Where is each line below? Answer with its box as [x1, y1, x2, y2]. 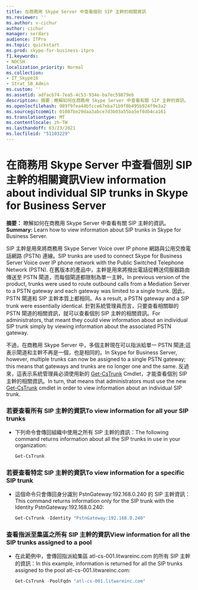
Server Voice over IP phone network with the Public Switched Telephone [6, 259, 184, 266]
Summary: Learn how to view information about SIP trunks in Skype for [6, 226, 181, 233]
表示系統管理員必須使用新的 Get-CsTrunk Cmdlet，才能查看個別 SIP [21, 370, 187, 377]
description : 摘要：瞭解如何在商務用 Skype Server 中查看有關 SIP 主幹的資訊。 [6, 97, 189, 103]
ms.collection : [6, 70, 44, 76]
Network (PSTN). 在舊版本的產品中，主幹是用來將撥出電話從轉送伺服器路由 [6, 266, 190, 273]
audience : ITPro [6, 36, 46, 42]
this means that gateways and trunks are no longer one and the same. [6, 362, 177, 370]
